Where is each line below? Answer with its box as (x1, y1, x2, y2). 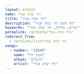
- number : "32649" (9, 48, 47, 53)
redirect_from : (5, 35, 36, 39)
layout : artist (5, 7, 36, 12)
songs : (5, 43, 18, 48)
